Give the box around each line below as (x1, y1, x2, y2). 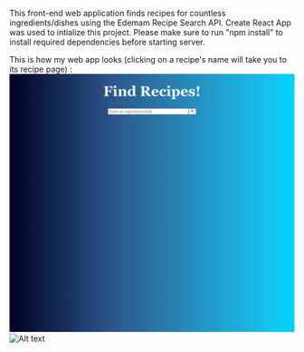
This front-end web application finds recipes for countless (9, 8, 226, 18)
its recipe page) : (9, 64, 72, 74)
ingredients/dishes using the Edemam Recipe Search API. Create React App (9, 17, 292, 28)
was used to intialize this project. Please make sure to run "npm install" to (9, 27, 283, 37)
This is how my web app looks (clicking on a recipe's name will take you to (9, 54, 288, 64)
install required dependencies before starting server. (9, 36, 205, 47)
